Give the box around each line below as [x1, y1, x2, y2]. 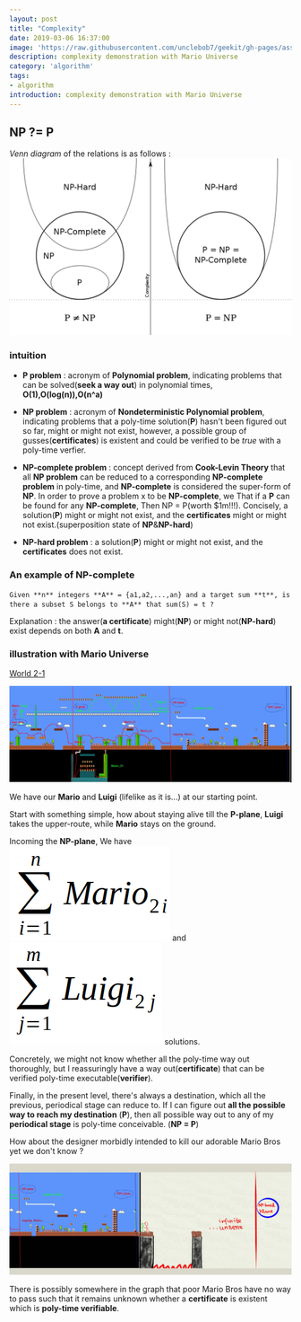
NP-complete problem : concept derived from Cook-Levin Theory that [21, 462, 286, 472]
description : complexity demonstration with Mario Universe [9, 52, 239, 62]
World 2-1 [9, 668, 46, 679]
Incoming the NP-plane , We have [9, 836, 133, 847]
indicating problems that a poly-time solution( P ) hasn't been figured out [21, 416, 287, 427]
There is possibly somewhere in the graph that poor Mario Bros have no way [9, 1284, 291, 1295]
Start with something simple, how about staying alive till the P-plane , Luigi [9, 809, 284, 820]
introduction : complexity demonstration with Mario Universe [9, 90, 243, 99]
